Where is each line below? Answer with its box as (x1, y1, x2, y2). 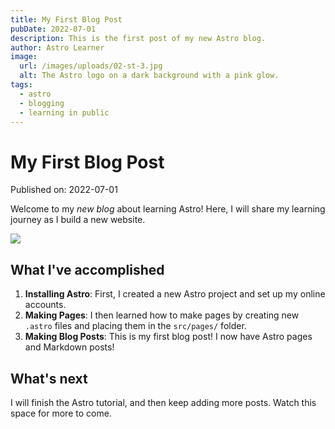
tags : (10, 80, 33, 90)
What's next (10, 370, 88, 387)
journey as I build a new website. (10, 214, 146, 226)
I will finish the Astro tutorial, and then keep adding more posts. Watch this (10, 396, 317, 408)
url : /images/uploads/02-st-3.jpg (19, 61, 163, 71)
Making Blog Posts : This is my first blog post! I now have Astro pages (24, 331, 313, 343)
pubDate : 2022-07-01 (10, 24, 97, 34)
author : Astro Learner (10, 42, 105, 53)
